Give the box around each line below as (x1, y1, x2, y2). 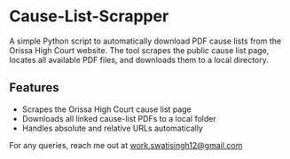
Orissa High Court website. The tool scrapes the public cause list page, (9, 44, 270, 55)
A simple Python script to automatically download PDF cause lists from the (9, 36, 282, 46)
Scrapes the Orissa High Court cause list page (21, 104, 192, 115)
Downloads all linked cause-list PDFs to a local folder (21, 113, 216, 123)
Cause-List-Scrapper (9, 6, 169, 27)
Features (9, 80, 59, 95)
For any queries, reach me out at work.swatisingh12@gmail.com (9, 139, 243, 150)
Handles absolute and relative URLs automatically (21, 123, 204, 133)
